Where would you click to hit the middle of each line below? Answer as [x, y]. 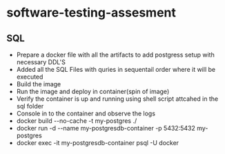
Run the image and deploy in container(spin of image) [93, 92]
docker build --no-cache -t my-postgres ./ [77, 121]
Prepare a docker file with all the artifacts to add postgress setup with [115, 55]
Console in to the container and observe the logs [86, 113]
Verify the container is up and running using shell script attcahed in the [117, 99]
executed [30, 77]
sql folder [30, 106]
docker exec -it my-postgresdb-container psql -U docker [98, 143]
